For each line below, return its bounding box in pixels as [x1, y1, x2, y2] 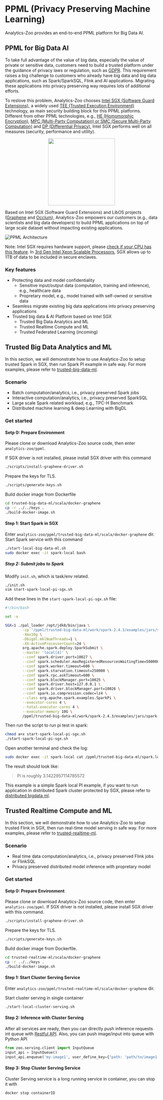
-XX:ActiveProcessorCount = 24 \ [22, 641, 86, 646]
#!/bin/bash [5, 605, 29, 610]
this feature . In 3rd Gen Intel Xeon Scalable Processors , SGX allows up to [5, 249, 151, 254]
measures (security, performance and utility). [5, 128, 96, 135]
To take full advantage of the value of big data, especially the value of [5, 57, 145, 63]
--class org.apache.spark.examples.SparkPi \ [22, 695, 116, 700]
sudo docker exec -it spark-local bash [5, 550, 86, 555]
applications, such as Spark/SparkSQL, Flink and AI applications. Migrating [5, 77, 155, 83]
